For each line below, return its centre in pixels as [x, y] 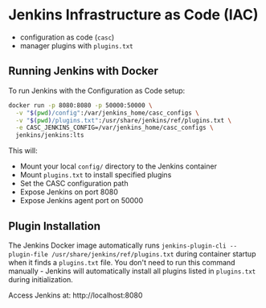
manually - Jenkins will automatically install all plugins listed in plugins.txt [132, 271]
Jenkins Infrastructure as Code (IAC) [133, 15]
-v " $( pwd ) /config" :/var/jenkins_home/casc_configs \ [107, 113]
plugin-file [28, 254]
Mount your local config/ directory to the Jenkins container [118, 166]
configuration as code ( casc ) [67, 37]
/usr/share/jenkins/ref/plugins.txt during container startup [153, 254]
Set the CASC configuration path [74, 184]
